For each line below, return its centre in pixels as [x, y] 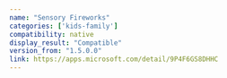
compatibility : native [52, 34]
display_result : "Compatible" [66, 43]
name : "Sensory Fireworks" [60, 17]
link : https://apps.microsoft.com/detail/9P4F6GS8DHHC [114, 59]
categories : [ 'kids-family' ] [64, 26]
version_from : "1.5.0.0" [56, 51]
